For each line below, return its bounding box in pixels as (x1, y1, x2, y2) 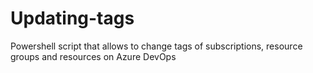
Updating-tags (10, 7, 135, 30)
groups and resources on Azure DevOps (10, 50, 177, 62)
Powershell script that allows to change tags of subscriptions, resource (10, 40, 303, 52)
